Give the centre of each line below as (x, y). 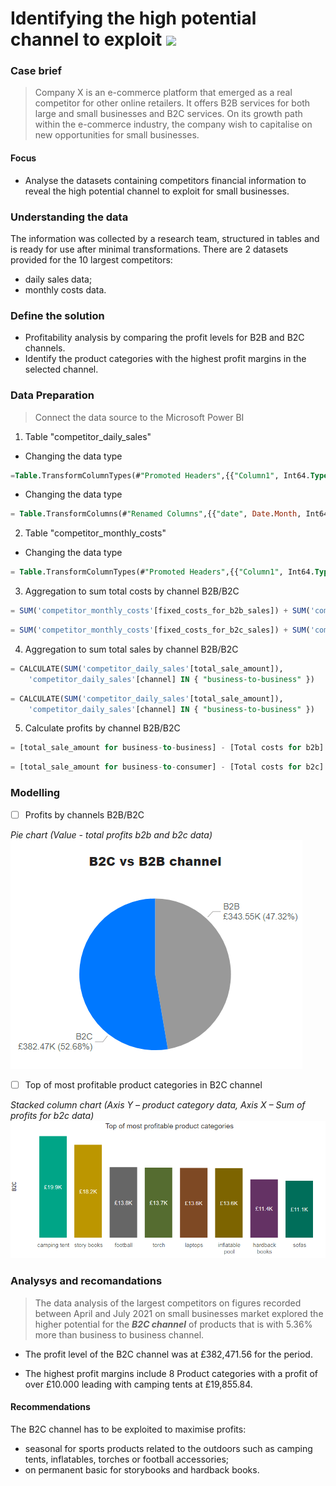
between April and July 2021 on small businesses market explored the (179, 1313)
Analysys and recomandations (86, 1281)
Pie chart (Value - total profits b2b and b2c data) (111, 834)
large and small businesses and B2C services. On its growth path (168, 114)
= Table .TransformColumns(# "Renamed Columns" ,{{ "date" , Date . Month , (156, 514)
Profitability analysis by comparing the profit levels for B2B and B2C (164, 338)
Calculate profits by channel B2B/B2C (102, 728)
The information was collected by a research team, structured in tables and (165, 238)
